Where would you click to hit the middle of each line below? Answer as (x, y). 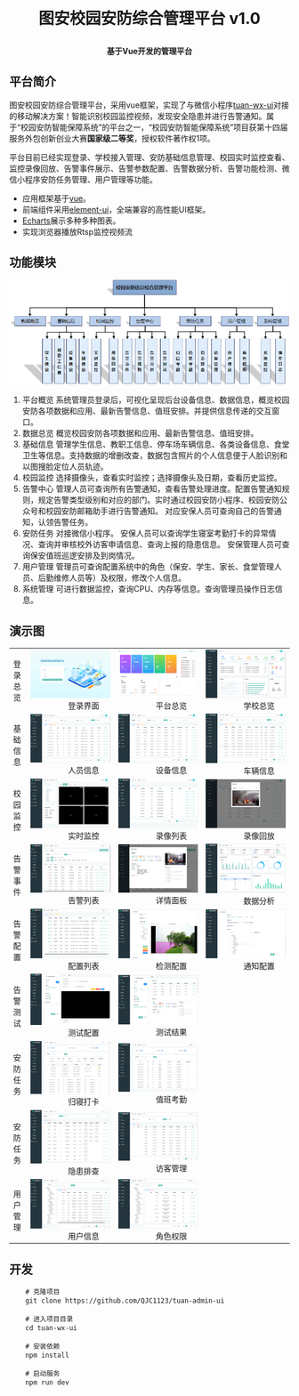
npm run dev (47, 1383)
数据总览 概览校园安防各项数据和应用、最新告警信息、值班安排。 (140, 433)
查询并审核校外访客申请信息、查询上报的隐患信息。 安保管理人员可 (160, 545)
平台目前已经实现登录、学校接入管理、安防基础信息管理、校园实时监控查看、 (149, 157)
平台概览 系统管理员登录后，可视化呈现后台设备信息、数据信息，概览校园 (156, 400)
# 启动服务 (43, 1374)
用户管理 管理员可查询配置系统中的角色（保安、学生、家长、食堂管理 (148, 567)
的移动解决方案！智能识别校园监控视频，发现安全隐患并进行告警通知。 (138, 116)
